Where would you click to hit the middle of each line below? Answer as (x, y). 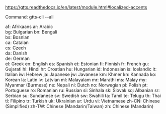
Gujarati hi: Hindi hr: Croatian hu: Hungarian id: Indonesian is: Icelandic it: (81, 69)
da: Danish (16, 53)
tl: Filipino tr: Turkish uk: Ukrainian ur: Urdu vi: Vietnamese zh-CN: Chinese (82, 101)
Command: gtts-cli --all (29, 17)
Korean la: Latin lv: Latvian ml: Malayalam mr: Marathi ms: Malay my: (76, 80)
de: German (18, 58)
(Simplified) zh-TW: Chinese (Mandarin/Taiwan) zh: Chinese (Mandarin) (79, 106)
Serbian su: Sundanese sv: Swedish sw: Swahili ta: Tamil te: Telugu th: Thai (83, 95)
